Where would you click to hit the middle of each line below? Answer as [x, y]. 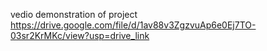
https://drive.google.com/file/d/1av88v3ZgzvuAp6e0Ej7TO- [133, 25]
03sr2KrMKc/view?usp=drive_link [80, 35]
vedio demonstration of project [74, 14]
